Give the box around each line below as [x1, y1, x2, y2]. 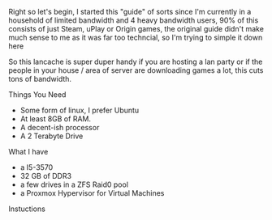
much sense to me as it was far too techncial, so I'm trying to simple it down [8, 32, 263, 42]
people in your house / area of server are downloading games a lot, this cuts [8, 66, 264, 75]
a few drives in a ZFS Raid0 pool [19, 180, 128, 189]
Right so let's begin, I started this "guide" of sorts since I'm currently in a [8, 7, 252, 16]
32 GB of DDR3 [19, 171, 71, 180]
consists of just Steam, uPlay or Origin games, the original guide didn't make [8, 24, 264, 33]
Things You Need [8, 90, 67, 99]
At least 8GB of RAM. [19, 114, 92, 124]
